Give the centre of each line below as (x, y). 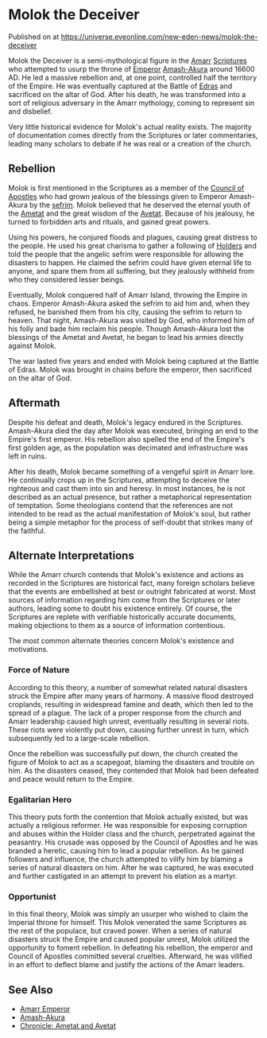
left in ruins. (28, 456)
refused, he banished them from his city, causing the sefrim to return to (125, 311)
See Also (31, 990)
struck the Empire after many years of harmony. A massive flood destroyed (131, 696)
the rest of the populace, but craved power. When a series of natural (120, 931)
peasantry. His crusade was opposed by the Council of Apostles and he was (133, 842)
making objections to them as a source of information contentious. (117, 626)
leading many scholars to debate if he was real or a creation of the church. (130, 143)
